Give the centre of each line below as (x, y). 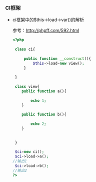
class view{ (27, 87)
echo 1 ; (38, 101)
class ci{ (25, 49)
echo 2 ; (38, 124)
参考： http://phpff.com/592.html (46, 31)
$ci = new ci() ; (29, 152)
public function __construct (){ (57, 59)
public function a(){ (44, 91)
